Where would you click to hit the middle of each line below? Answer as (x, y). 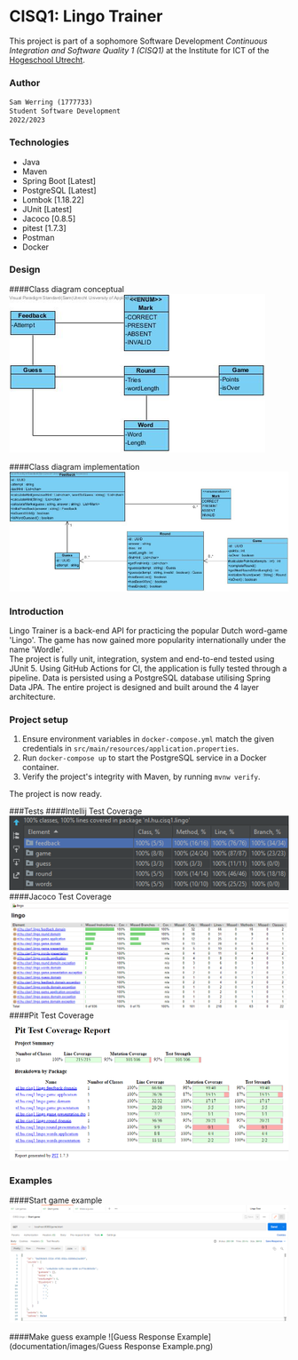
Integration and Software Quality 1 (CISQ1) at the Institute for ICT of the (139, 50)
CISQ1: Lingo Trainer (86, 16)
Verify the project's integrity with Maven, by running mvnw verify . (141, 777)
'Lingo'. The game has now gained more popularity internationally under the (148, 640)
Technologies (39, 142)
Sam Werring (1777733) (51, 103)
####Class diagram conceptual (67, 289)
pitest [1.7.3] (44, 227)
